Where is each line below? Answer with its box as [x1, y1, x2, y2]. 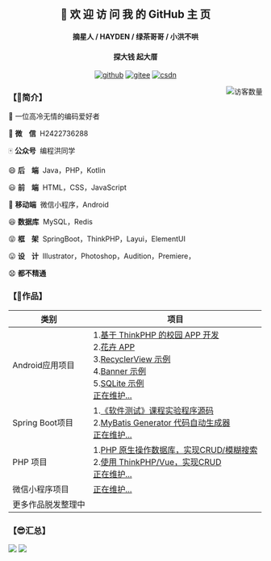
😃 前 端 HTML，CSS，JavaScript [8, 182, 127, 192]
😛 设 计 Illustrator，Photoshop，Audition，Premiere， [8, 251, 196, 261]
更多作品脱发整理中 [12, 499, 86, 510]
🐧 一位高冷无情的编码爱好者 [8, 111, 101, 121]
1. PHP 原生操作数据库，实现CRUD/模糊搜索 [93, 444, 258, 455]
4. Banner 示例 [93, 366, 147, 377]
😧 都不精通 [8, 269, 47, 278]
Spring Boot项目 [12, 417, 74, 428]
